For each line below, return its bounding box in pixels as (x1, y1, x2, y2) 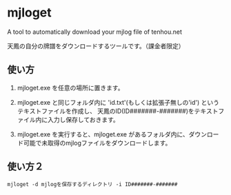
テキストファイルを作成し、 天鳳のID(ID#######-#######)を (17, 107, 194, 115)
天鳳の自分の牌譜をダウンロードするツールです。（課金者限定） (7, 41, 185, 50)
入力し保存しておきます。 (47, 115, 119, 123)
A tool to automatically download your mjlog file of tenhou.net (7, 28, 183, 36)
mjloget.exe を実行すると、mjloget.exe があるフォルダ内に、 (17, 130, 189, 138)
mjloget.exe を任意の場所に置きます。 (17, 83, 124, 92)
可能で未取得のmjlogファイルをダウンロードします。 (23, 138, 172, 147)
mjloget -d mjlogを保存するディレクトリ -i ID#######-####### (7, 181, 178, 187)
